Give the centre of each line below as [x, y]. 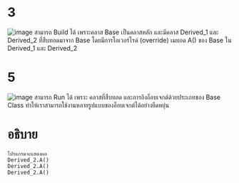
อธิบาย [22, 134]
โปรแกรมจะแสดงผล [27, 154]
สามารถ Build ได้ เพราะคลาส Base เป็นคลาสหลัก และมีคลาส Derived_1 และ [127, 32]
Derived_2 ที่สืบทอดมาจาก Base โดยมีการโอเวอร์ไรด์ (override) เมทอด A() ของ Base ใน [119, 40]
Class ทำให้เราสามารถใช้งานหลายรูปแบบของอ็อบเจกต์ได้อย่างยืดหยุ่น [88, 105]
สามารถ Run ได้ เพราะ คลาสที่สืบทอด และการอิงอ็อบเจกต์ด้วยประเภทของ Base [128, 97]
